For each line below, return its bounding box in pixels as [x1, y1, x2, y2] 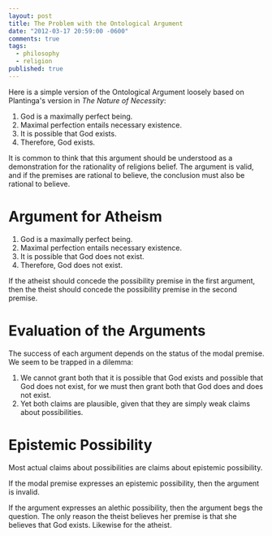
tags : [8, 42, 27, 50]
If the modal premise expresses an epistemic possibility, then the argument [8, 478, 260, 488]
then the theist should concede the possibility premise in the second [8, 284, 238, 294]
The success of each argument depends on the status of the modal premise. [8, 348, 266, 358]
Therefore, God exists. [19, 137, 96, 147]
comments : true [8, 34, 60, 43]
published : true [8, 65, 63, 73]
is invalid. [8, 486, 41, 496]
